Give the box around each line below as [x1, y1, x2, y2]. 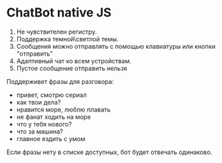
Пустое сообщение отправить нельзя [16, 64, 128, 72]
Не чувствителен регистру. [16, 28, 97, 36]
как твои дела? [16, 98, 61, 106]
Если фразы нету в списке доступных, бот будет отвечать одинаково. [6, 148, 213, 156]
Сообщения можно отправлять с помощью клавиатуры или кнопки [16, 42, 216, 50]
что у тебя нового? [16, 120, 72, 128]
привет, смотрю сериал [16, 91, 87, 99]
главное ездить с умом [16, 134, 85, 142]
